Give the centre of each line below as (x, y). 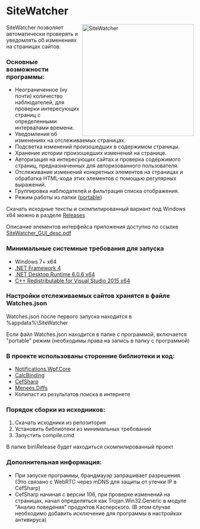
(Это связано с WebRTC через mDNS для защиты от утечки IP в (96, 481)
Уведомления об (36, 134)
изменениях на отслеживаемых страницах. (70, 141)
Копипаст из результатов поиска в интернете (72, 394)
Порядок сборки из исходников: (56, 410)
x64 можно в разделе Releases (46, 215)
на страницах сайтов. (34, 46)
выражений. (30, 185)
